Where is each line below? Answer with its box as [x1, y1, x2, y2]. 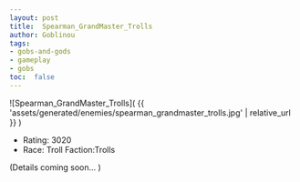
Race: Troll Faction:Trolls [22, 144, 116, 155]
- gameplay [9, 56, 51, 65]
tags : [9, 38, 30, 48]
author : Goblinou [9, 30, 76, 39]
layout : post [9, 13, 59, 23]
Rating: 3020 [22, 134, 72, 146]
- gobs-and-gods [9, 47, 71, 56]
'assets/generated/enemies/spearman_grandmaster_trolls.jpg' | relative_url [9, 106, 292, 118]
